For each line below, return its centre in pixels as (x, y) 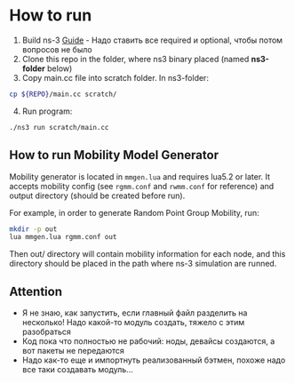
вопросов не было (57, 49)
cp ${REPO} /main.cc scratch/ (63, 94)
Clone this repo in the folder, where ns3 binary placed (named (136, 59)
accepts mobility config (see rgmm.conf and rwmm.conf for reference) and (142, 186)
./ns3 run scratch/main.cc (59, 127)
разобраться (46, 332)
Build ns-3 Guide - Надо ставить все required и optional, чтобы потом (152, 40)
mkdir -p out (33, 229)
